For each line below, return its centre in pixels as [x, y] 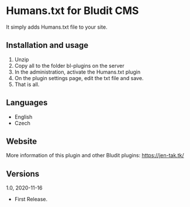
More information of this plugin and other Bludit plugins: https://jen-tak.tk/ [95, 156]
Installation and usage [47, 45]
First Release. [31, 199]
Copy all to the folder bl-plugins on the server [69, 65]
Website [21, 141]
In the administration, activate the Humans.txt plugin [77, 72]
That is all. [27, 84]
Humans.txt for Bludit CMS [72, 11]
